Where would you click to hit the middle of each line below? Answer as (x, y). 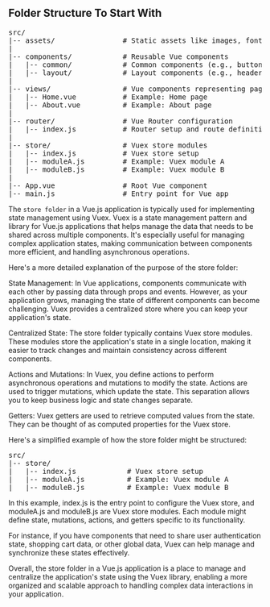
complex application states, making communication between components (131, 243)
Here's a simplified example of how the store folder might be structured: (128, 439)
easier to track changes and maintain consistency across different (118, 350)
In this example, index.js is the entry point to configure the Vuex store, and (131, 502)
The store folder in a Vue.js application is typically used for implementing (131, 209)
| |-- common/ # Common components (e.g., (121, 64)
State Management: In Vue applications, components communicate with (127, 283)
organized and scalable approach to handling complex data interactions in (131, 585)
